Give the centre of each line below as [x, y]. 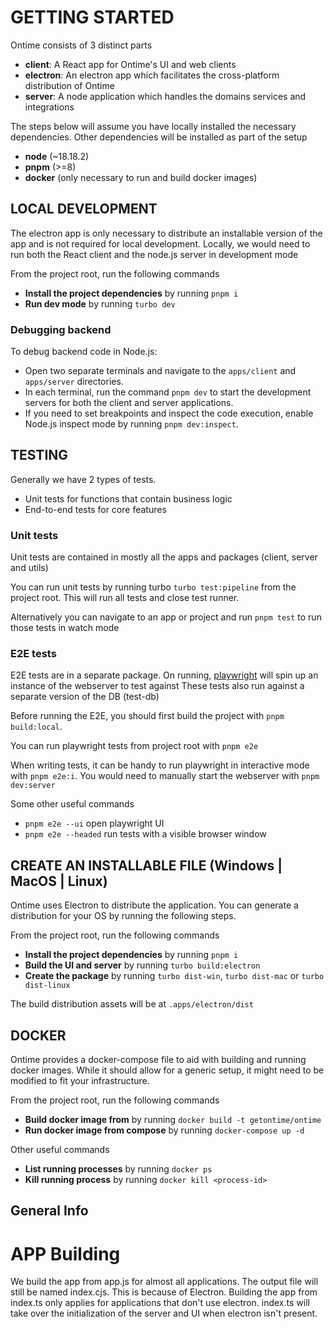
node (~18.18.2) [57, 156]
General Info [49, 1211]
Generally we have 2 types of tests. [83, 479]
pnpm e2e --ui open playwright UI [94, 823]
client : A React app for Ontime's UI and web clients [130, 64]
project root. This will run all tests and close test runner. [125, 598]
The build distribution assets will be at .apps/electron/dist [132, 1004]
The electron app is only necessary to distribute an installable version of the [166, 233]
